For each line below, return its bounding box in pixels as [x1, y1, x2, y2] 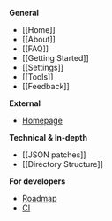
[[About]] [21, 34, 56, 44]
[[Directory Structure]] [21, 159, 104, 169]
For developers [9, 176, 66, 187]
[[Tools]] [21, 72, 54, 82]
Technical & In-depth [9, 133, 88, 142]
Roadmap [21, 194, 57, 203]
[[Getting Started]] [21, 53, 90, 63]
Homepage [21, 115, 63, 126]
